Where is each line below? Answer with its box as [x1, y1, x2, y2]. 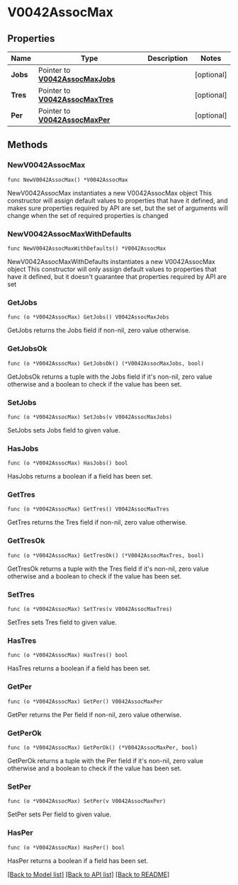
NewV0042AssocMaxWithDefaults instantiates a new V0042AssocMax [7, 257, 216, 265]
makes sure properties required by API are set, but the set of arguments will [7, 203, 228, 212]
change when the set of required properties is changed [7, 211, 169, 219]
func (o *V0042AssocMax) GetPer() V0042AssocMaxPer [7, 698, 163, 705]
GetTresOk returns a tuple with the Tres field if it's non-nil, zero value [7, 564, 209, 573]
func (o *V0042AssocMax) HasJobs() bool [7, 459, 129, 467]
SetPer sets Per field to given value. [7, 810, 112, 818]
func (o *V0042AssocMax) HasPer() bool [7, 844, 125, 851]
